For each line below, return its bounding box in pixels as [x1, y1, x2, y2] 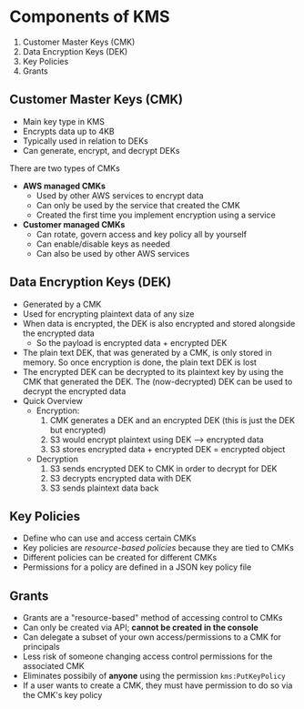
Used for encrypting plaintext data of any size [22, 308, 195, 319]
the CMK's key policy [22, 690, 103, 701]
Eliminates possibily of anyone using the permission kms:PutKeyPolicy [22, 671, 286, 682]
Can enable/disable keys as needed [35, 238, 171, 249]
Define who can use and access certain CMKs [22, 532, 197, 543]
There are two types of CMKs [9, 162, 120, 174]
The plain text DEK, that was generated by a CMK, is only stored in [22, 347, 272, 358]
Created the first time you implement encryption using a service [35, 209, 276, 220]
